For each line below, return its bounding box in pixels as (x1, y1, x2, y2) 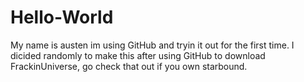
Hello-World (10, 6, 114, 29)
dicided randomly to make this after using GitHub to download (10, 49, 266, 61)
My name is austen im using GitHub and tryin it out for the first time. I (10, 39, 295, 51)
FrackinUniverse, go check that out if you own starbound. (10, 60, 248, 72)
